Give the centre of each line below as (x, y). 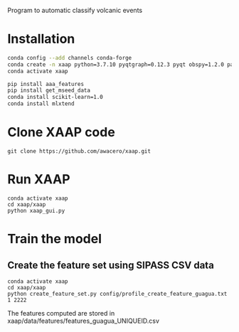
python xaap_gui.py (36, 210)
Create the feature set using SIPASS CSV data (111, 265)
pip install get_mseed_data (49, 91)
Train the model (54, 239)
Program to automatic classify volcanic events (75, 10)
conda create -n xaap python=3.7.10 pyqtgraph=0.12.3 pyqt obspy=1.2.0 (116, 64)
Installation (41, 39)
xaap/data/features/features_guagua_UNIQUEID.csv (84, 321)
